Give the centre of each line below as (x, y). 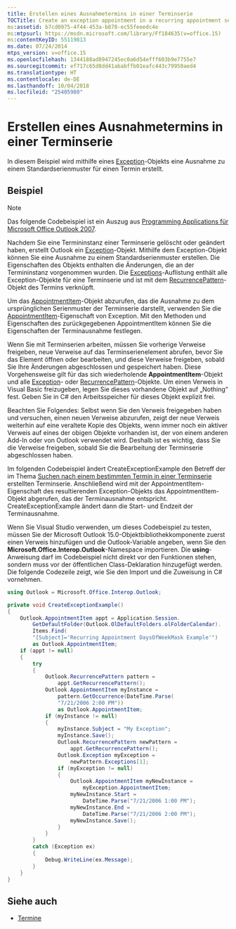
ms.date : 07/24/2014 (38, 46)
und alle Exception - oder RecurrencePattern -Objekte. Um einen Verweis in (115, 382)
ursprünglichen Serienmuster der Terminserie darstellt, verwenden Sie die (114, 308)
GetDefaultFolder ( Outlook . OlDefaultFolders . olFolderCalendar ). (127, 625)
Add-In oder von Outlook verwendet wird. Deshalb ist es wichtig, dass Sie (114, 440)
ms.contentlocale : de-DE (44, 79)
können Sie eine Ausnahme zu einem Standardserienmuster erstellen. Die (113, 257)
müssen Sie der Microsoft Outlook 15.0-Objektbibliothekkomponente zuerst (116, 534)
